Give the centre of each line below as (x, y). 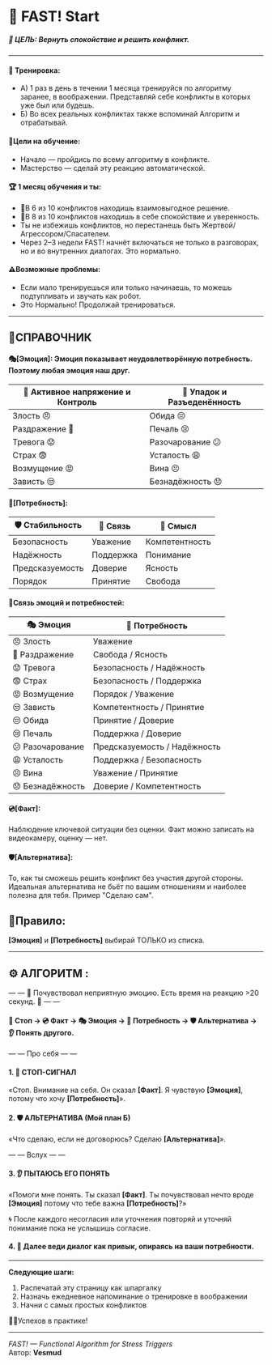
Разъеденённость (204, 402)
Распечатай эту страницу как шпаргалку (91, 1288)
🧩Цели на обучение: (45, 141)
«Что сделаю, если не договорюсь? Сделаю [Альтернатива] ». (117, 1139)
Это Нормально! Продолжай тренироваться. (98, 304)
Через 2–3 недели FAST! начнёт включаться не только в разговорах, (139, 242)
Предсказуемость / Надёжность (157, 746)
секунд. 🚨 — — (34, 1001)
